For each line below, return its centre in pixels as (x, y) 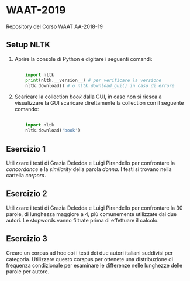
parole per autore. (28, 271)
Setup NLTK (28, 45)
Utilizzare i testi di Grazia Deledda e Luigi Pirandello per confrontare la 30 (94, 208)
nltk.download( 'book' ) (53, 131)
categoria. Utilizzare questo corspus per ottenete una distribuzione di (90, 259)
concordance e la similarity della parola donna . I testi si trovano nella (89, 169)
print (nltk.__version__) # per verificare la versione (94, 80)
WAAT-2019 (36, 10)
